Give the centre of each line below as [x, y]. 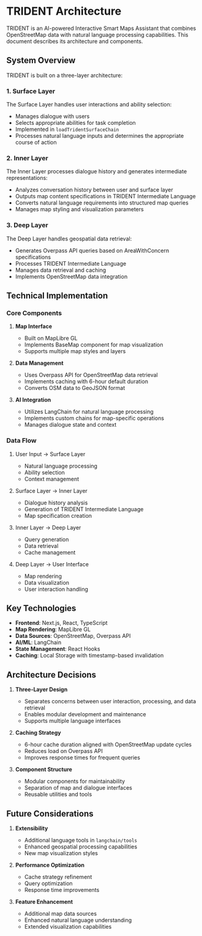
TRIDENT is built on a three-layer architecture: [65, 75]
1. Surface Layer [31, 91]
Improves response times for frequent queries [82, 758]
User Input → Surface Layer [50, 454]
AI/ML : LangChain [38, 642]
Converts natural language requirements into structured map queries [102, 203]
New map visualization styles [61, 853]
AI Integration [33, 400]
